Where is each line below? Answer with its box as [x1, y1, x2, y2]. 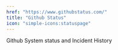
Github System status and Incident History [6, 37, 113, 45]
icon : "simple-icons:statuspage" [6, 20, 91, 26]
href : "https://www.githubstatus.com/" [6, 9, 108, 15]
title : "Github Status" [6, 15, 67, 21]
